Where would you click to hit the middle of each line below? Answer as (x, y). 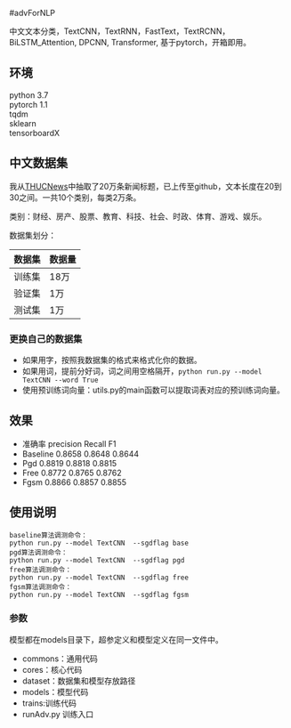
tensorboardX (35, 133)
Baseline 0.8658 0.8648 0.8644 (81, 454)
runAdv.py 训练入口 (58, 714)
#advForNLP (32, 13)
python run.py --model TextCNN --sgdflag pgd (97, 560)
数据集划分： (32, 235)
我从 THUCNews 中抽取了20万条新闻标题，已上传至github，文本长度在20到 (145, 186)
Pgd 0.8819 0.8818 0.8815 (69, 463)
